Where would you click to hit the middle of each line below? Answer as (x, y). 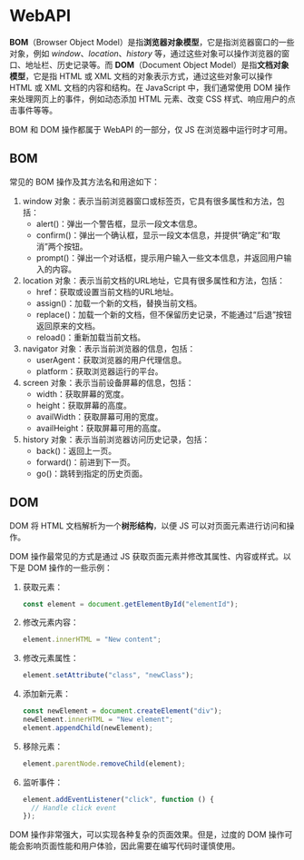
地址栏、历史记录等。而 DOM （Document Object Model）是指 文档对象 (157, 64)
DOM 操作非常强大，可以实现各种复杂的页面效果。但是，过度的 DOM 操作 (147, 835)
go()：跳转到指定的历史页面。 (92, 473)
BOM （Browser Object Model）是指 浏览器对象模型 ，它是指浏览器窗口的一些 (152, 42)
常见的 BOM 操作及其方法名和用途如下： (85, 182)
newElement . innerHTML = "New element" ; (98, 720)
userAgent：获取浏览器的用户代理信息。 (111, 360)
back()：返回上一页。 (76, 450)
